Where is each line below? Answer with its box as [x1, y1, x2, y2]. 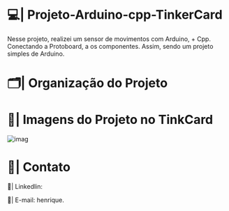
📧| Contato [7, 159, 71, 175]
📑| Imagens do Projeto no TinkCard [7, 112, 214, 127]
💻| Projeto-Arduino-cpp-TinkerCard [7, 7, 223, 23]
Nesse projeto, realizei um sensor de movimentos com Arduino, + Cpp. [7, 34, 212, 43]
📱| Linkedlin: [7, 182, 43, 190]
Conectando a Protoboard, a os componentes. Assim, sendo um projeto [7, 42, 214, 50]
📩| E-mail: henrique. [7, 196, 65, 204]
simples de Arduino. [7, 49, 65, 58]
